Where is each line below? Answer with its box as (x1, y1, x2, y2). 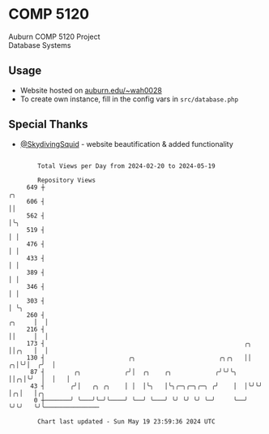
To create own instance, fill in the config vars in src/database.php (19, 94, 239, 104)
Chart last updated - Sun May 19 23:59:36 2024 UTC (37, 417, 216, 426)
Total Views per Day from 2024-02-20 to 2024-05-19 (37, 161, 216, 170)
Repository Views (37, 176, 96, 184)
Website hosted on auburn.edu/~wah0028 (19, 85, 162, 95)
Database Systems (8, 40, 71, 49)
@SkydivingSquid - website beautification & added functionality (19, 139, 233, 148)
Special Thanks (8, 118, 88, 131)
